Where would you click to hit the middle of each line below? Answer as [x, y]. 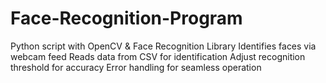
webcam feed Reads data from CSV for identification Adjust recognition [158, 56]
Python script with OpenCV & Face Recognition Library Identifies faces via [163, 46]
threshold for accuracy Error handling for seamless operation [136, 67]
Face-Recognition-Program [126, 18]
